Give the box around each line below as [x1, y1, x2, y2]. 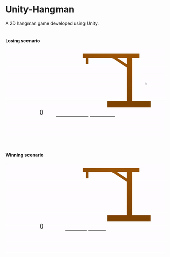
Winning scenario [5, 152, 44, 158]
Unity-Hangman [5, 4, 75, 15]
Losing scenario [5, 37, 40, 44]
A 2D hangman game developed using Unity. [5, 20, 99, 26]
